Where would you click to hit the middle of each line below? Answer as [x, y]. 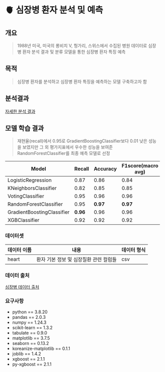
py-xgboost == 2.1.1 [32, 364]
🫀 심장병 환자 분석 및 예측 [54, 10]
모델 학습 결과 [25, 128]
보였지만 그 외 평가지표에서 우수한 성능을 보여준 [68, 147]
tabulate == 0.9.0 [30, 333]
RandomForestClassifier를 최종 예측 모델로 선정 [64, 154]
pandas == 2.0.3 [29, 317]
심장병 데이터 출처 [22, 287]
